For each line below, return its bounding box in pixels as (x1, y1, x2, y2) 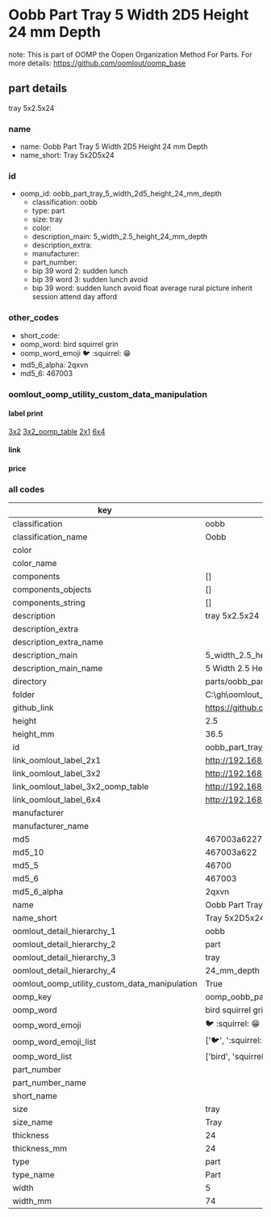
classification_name (12, 531, 88, 543)
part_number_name (12, 1077, 86, 1088)
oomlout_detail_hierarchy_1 (12, 926, 116, 937)
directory (12, 676, 47, 687)
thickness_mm (12, 1143, 68, 1154)
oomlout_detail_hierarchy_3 (12, 952, 116, 963)
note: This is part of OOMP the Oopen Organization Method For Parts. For (8, 49, 252, 59)
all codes (8, 484, 45, 495)
